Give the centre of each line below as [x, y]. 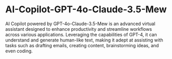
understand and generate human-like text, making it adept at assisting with [84, 40]
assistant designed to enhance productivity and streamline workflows [79, 29]
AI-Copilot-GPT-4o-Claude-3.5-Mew [86, 9]
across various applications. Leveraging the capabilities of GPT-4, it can [81, 34]
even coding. [19, 51]
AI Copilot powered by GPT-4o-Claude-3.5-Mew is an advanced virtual [80, 24]
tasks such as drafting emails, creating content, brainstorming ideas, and [82, 45]
